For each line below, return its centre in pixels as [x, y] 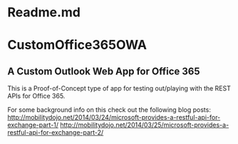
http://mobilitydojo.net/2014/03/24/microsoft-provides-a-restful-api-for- [114, 118]
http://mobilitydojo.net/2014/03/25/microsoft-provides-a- [145, 125]
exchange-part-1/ [33, 125]
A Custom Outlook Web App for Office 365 [104, 71]
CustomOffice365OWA [77, 45]
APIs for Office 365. [36, 96]
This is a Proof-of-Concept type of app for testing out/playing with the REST [119, 88]
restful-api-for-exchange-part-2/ [56, 133]
